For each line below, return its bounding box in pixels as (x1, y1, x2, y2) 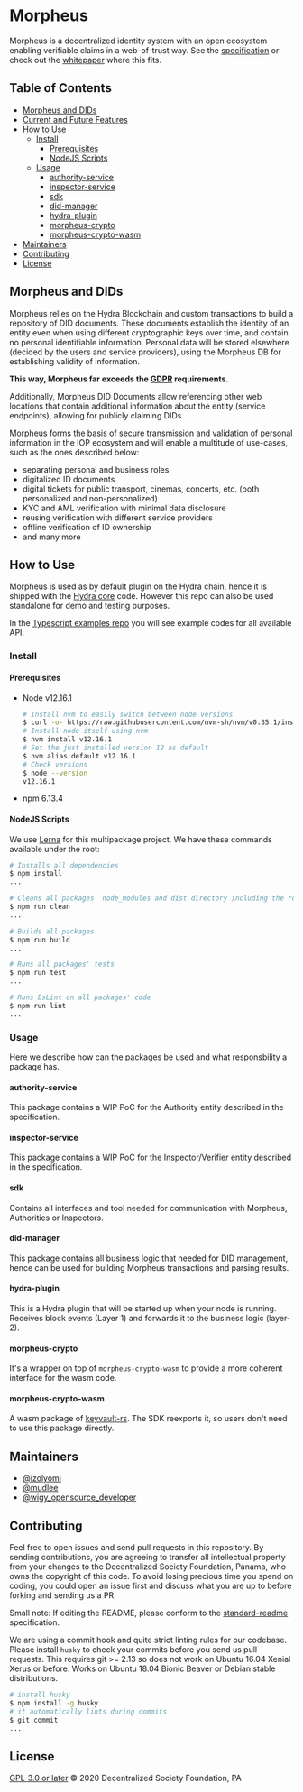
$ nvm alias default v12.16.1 (22, 751, 137, 760)
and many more (22, 531, 81, 542)
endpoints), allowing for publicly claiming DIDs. (9, 409, 185, 420)
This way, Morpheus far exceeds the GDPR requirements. (9, 373, 229, 384)
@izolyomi (22, 1473, 61, 1484)
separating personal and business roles (22, 464, 170, 474)
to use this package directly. (9, 1422, 115, 1434)
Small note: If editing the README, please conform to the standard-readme (9, 1607, 289, 1619)
